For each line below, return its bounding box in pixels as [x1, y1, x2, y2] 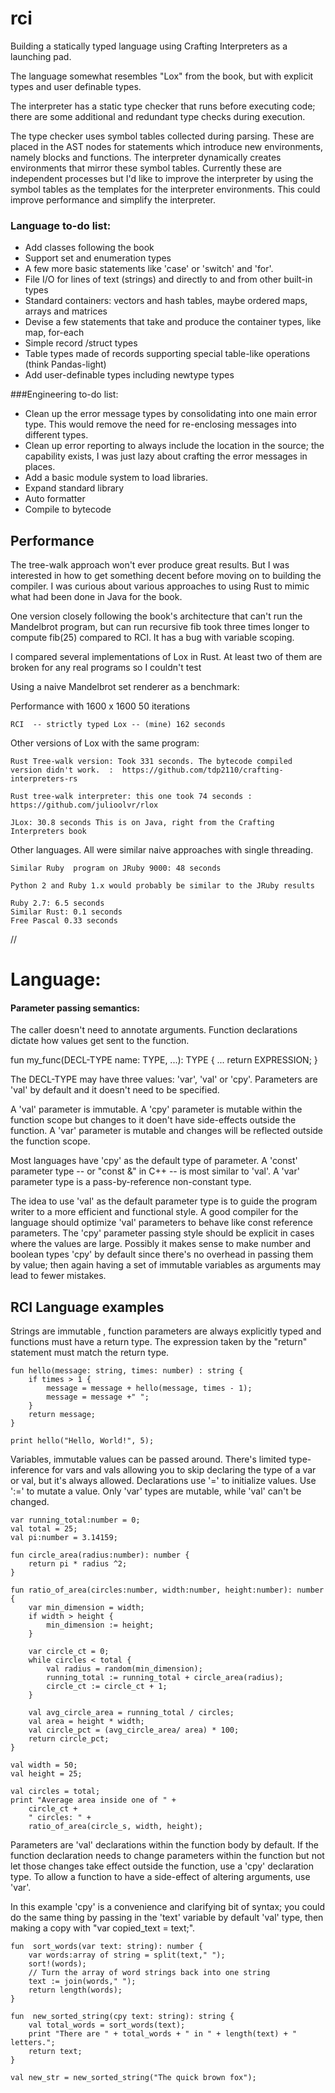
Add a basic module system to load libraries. [24, 472, 209, 484]
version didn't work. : [10, 765, 114, 776]
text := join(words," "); [28, 1977, 137, 1987]
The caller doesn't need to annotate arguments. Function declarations [10, 1024, 298, 1036]
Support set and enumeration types [24, 252, 172, 264]
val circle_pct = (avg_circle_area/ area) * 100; [28, 1725, 240, 1736]
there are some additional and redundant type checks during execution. [10, 110, 306, 122]
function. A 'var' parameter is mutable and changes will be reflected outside [10, 1125, 324, 1137]
